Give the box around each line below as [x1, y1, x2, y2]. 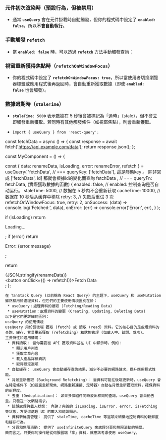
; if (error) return [5, 233, 39, 239]
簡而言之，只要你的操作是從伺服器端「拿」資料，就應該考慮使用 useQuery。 [5, 431, 140, 436]
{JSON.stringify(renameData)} [5, 272, 67, 278]
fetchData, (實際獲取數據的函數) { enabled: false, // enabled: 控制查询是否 [5, 181, 155, 187]
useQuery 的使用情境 [5, 319, 44, 325]
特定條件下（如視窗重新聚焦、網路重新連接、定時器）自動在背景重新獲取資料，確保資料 [8, 383, 160, 388]
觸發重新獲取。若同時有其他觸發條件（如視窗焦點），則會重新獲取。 [16, 119, 154, 125]
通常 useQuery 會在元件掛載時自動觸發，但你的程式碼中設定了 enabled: [12, 16, 156, 23]
